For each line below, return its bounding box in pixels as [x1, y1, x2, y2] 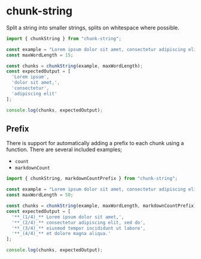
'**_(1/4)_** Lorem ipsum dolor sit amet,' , [11, 214, 124, 220]
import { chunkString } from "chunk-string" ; [6, 35, 121, 41]
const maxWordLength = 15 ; [6, 52, 74, 58]
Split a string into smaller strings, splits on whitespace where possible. [6, 24, 179, 31]
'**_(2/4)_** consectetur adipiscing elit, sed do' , [11, 219, 146, 225]
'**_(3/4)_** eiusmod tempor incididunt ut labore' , [11, 225, 146, 231]
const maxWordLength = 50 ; [6, 192, 74, 198]
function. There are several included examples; [6, 146, 123, 153]
